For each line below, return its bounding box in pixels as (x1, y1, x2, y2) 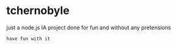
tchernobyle (6, 4, 70, 18)
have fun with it (6, 35, 51, 42)
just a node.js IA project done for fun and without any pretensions (6, 24, 172, 31)
